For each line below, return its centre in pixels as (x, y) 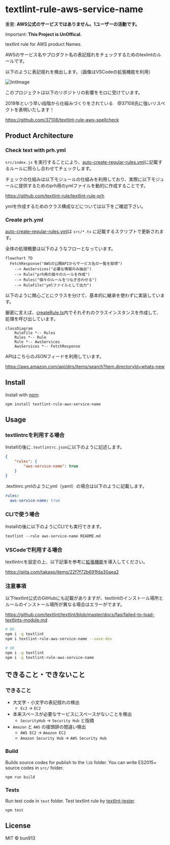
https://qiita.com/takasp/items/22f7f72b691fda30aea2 (62, 572)
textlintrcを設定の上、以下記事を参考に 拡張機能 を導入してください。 (77, 562)
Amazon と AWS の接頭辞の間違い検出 (49, 727)
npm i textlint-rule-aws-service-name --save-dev (59, 639)
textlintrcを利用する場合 (35, 435)
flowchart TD (19, 258)
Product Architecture (39, 136)
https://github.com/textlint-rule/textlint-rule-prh (55, 196)
